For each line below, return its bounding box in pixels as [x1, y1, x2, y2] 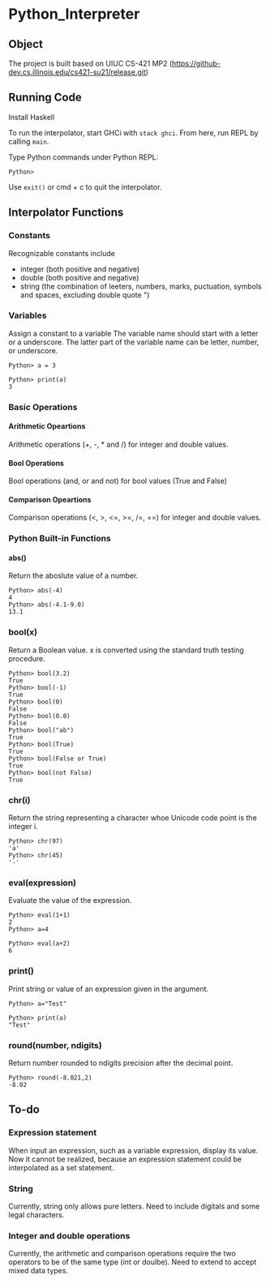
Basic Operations [8, 401, 78, 413]
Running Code [8, 91, 83, 105]
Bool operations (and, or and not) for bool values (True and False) [8, 476, 228, 486]
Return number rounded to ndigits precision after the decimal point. [8, 1058, 234, 1067]
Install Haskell [8, 112, 55, 122]
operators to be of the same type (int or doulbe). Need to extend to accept [8, 1257, 257, 1267]
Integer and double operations [8, 1230, 131, 1241]
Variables [8, 310, 47, 321]
